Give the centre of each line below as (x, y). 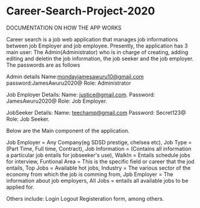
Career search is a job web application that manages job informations (92, 39)
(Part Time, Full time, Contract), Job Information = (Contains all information (99, 148)
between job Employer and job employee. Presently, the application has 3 (97, 46)
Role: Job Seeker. (28, 119)
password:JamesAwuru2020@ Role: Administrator (68, 83)
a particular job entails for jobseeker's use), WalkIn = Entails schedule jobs (98, 155)
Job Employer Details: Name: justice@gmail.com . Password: (81, 94)
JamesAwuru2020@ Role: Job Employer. (57, 101)
